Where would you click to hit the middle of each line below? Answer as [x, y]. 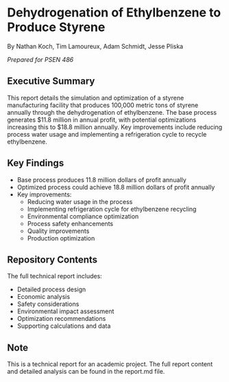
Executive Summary [51, 81]
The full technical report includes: [55, 276]
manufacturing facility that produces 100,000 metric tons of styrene [103, 105]
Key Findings [36, 163]
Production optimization [61, 238]
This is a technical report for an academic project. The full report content [110, 364]
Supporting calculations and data [64, 326]
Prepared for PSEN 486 [40, 59]
